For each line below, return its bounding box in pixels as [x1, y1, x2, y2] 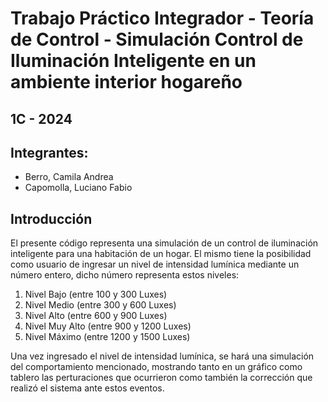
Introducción [10, 210, 93, 227]
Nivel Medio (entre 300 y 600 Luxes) [24, 299, 177, 311]
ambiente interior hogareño [10, 71, 243, 94]
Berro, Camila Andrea [24, 171, 114, 183]
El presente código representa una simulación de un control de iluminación [10, 237, 319, 249]
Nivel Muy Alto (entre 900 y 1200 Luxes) [24, 320, 192, 332]
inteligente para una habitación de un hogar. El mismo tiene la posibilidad [10, 248, 312, 260]
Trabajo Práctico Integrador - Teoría [10, 7, 315, 30]
